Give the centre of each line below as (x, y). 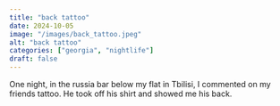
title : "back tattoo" (50, 17)
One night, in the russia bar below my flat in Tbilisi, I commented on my (140, 84)
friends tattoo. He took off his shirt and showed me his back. (121, 94)
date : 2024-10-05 (42, 26)
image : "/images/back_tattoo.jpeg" (76, 34)
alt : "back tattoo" (46, 42)
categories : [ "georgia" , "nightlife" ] (81, 51)
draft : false (34, 59)
